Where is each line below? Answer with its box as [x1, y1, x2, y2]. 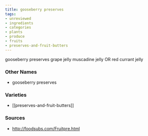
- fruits [5, 39, 23, 44]
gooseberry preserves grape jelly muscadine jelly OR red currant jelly [5, 56, 144, 62]
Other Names [5, 68, 37, 75]
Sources [5, 115, 25, 121]
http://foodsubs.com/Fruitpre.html [12, 125, 80, 131]
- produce [5, 34, 25, 39]
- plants [5, 30, 23, 34]
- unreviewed [5, 16, 31, 21]
